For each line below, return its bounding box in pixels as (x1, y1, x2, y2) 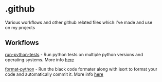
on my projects (5, 24, 35, 30)
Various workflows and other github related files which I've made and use (5, 19, 153, 25)
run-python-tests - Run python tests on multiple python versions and (5, 51, 143, 57)
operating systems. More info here (5, 57, 74, 63)
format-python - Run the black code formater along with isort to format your (5, 66, 158, 72)
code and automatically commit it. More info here (5, 71, 104, 77)
